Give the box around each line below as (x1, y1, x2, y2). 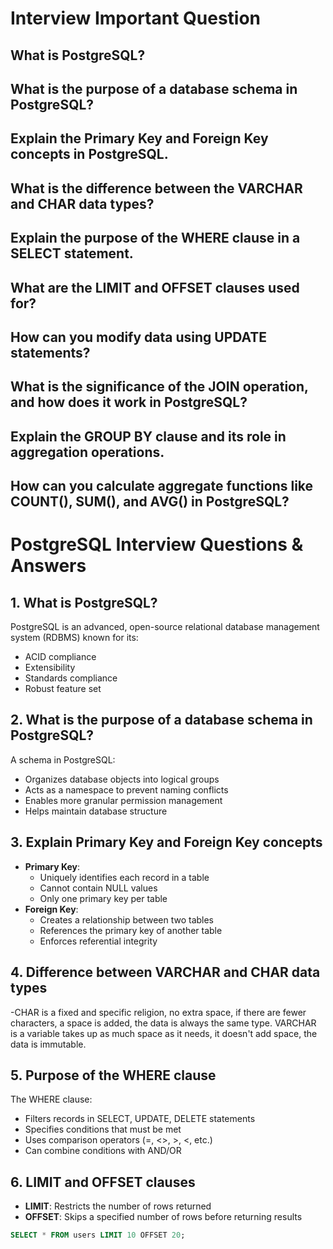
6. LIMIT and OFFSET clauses (10, 1173, 196, 1191)
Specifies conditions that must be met (24, 1123, 182, 1136)
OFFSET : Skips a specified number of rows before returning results (24, 1211, 303, 1223)
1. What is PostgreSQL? (10, 594, 158, 611)
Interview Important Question (10, 7, 262, 30)
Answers (10, 555, 87, 577)
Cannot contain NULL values (39, 882, 158, 894)
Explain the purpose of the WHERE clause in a (10, 230, 301, 247)
